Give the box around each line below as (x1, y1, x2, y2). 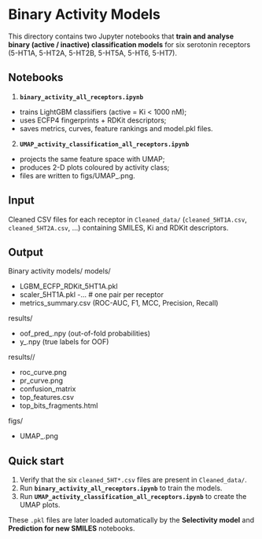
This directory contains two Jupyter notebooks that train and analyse (8, 31, 234, 41)
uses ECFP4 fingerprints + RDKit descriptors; (19, 115, 167, 125)
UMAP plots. (19, 500, 61, 510)
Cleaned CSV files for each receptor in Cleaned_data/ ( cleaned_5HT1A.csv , (8, 214, 248, 224)
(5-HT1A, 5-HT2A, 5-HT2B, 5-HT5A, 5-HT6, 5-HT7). (8, 48, 177, 57)
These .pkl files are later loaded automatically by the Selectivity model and (8, 515, 255, 525)
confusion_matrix (19, 384, 76, 394)
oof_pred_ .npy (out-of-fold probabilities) (19, 328, 151, 339)
